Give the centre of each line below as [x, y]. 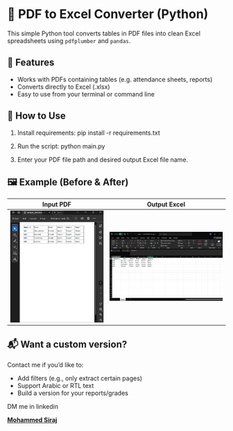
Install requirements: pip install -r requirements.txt [89, 133]
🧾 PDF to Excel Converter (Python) [108, 14]
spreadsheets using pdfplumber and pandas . [69, 40]
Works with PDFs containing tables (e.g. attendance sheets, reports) [115, 79]
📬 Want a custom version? [67, 345]
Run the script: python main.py [61, 146]
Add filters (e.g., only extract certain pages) [80, 378]
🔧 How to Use [36, 116]
